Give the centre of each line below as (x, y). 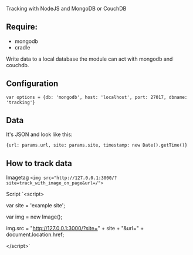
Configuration (32, 84)
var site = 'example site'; (36, 206)
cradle (22, 47)
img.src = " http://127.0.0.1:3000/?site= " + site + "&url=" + (75, 228)
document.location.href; (35, 234)
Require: (22, 27)
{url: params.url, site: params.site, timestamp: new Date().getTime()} (97, 145)
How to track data (39, 163)
